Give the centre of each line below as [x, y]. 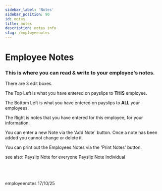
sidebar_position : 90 [27, 14]
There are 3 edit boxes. [29, 84]
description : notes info [31, 28]
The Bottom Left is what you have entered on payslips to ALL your [73, 103]
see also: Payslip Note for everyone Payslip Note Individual [65, 157]
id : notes [15, 19]
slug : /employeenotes [27, 33]
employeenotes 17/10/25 [30, 184]
